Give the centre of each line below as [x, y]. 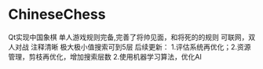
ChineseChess [57, 15]
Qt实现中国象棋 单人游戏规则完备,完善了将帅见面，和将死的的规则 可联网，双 [132, 37]
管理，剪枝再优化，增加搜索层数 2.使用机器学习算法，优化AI [105, 56]
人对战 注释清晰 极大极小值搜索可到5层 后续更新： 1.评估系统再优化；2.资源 [130, 47]
